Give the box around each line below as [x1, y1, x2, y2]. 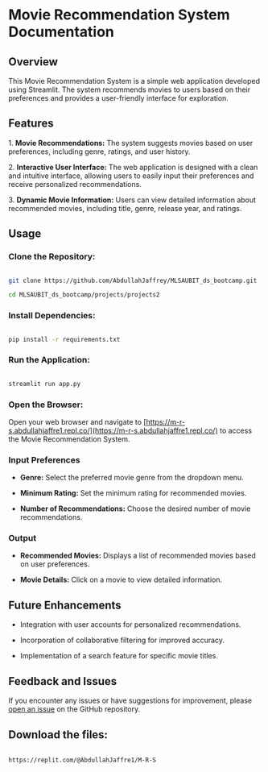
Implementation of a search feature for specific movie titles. [19, 651, 219, 661]
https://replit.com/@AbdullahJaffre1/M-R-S [8, 756, 157, 764]
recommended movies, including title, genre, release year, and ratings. [8, 203, 242, 213]
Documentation [8, 23, 115, 41]
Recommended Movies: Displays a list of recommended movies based [19, 550, 256, 561]
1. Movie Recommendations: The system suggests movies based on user [8, 138, 254, 147]
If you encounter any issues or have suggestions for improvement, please [8, 695, 252, 706]
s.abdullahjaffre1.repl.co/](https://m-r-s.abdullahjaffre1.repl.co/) [8, 425, 219, 435]
